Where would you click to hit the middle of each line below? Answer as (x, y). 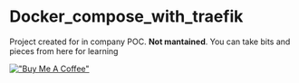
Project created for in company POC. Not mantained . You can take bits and (150, 41)
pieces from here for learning (64, 51)
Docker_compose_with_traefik (126, 17)
